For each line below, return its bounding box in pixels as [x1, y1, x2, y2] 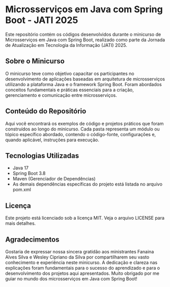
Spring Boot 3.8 [12, 170, 46, 176]
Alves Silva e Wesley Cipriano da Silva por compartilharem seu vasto [5, 254, 150, 260]
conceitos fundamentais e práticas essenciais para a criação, [5, 87, 134, 93]
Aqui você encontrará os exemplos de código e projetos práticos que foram [5, 120, 164, 126]
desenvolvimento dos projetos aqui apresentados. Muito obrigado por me [5, 270, 159, 276]
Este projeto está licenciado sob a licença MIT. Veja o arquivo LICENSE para [5, 215, 164, 221]
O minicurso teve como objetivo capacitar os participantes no [5, 70, 134, 76]
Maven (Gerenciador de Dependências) [12, 176, 96, 182]
